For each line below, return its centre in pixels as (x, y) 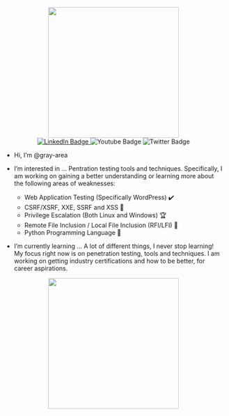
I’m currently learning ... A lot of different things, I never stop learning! (114, 246)
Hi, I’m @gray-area (41, 155)
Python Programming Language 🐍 (73, 232)
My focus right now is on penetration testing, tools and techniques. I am (117, 253)
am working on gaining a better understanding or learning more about (114, 176)
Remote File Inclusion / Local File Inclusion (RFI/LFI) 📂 (101, 225)
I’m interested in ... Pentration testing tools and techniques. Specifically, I (118, 169)
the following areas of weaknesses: (65, 183)
